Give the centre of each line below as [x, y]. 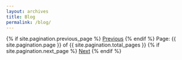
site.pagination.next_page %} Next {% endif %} [64, 51]
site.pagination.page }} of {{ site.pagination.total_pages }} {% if [83, 45]
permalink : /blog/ [29, 22]
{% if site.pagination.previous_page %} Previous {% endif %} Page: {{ [91, 39]
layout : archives [27, 11]
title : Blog [21, 17]
